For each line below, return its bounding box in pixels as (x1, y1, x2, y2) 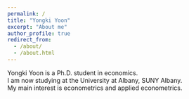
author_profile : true (7, 29, 71, 37)
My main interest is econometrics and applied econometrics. (7, 84, 183, 92)
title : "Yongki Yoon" (7, 17, 71, 24)
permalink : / (7, 10, 46, 18)
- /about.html (13, 50, 55, 57)
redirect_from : (7, 37, 52, 44)
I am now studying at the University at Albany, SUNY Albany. (7, 76, 183, 84)
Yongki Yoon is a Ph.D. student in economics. (7, 68, 138, 77)
